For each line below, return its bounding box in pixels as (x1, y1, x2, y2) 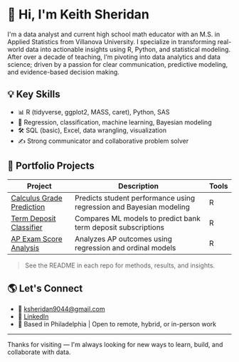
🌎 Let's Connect (7, 282, 83, 294)
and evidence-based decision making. (7, 68, 119, 76)
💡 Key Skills (7, 88, 60, 100)
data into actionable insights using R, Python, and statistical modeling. (25, 45, 231, 53)
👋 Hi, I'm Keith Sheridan (7, 6, 149, 23)
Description (118, 181, 159, 191)
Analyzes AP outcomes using (74, 234, 173, 244)
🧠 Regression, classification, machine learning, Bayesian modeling (17, 117, 212, 127)
